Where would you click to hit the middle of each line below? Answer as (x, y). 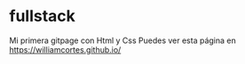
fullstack (42, 16)
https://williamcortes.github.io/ (65, 49)
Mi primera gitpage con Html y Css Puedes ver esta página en (123, 40)
